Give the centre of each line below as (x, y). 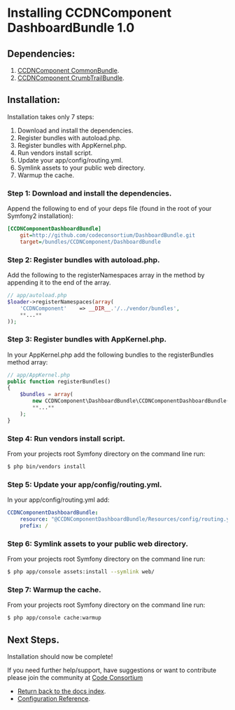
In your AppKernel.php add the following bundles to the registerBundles (111, 355)
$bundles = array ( (47, 395)
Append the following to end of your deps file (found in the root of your (109, 209)
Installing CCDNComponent (90, 13)
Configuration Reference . (54, 698)
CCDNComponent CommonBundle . (68, 70)
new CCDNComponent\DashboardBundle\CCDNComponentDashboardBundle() (133, 401)
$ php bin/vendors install (47, 467)
